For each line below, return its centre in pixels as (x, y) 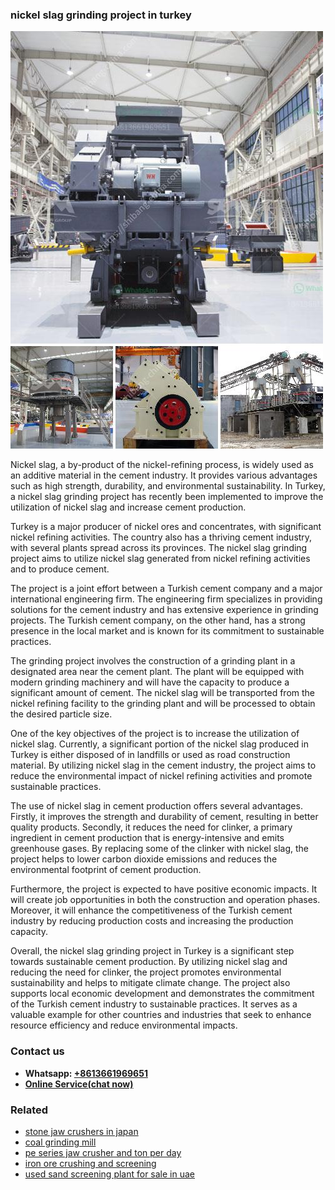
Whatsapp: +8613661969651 (86, 1073)
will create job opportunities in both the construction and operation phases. (165, 900)
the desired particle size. (61, 714)
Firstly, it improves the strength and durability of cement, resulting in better (164, 817)
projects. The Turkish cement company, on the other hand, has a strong (158, 620)
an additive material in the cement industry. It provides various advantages (164, 475)
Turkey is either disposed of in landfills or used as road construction (150, 755)
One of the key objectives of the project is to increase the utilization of (155, 734)
